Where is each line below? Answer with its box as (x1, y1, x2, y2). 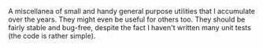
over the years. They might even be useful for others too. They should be (8, 15, 246, 24)
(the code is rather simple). (8, 31, 96, 40)
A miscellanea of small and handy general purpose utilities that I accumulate (8, 7, 256, 15)
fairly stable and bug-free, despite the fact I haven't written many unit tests (8, 23, 252, 32)
